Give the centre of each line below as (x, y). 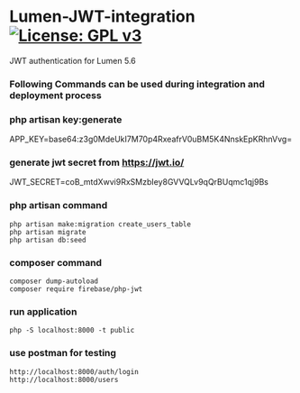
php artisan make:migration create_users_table (100, 224)
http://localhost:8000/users (64, 379)
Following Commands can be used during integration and (137, 84)
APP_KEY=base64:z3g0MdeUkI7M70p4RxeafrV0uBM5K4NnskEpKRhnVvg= (151, 139)
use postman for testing (63, 353)
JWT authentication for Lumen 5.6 (73, 60)
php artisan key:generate (66, 119)
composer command (55, 262)
